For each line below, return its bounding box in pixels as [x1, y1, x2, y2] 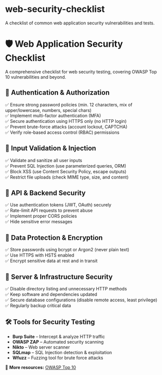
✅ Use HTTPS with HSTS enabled [5, 252, 75, 258]
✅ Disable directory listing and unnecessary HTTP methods [5, 285, 127, 291]
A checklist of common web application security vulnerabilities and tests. [5, 20, 155, 26]
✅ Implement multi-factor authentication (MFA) [5, 112, 101, 118]
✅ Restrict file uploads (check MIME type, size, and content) [5, 174, 129, 180]
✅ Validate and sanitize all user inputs [5, 157, 82, 163]
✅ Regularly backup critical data [5, 302, 71, 308]
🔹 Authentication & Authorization [5, 89, 110, 97]
